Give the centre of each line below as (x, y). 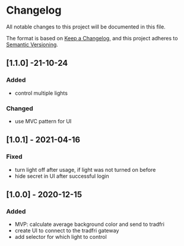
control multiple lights (41, 93)
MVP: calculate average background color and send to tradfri (90, 224)
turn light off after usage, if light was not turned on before (85, 170)
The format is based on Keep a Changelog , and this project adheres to (92, 38)
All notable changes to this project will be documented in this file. (86, 27)
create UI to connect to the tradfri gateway (67, 231)
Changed (20, 108)
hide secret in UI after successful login (62, 176)
